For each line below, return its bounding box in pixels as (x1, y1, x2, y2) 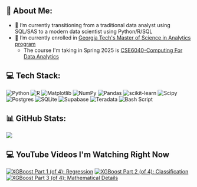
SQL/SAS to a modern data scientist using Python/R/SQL (14, 28, 153, 35)
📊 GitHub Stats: (6, 113, 67, 124)
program (14, 40, 36, 47)
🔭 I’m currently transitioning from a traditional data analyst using (14, 21, 171, 28)
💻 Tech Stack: (6, 71, 61, 81)
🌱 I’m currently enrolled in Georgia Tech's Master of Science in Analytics (14, 34, 191, 41)
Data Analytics (23, 53, 59, 60)
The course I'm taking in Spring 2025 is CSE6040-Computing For (23, 47, 183, 54)
